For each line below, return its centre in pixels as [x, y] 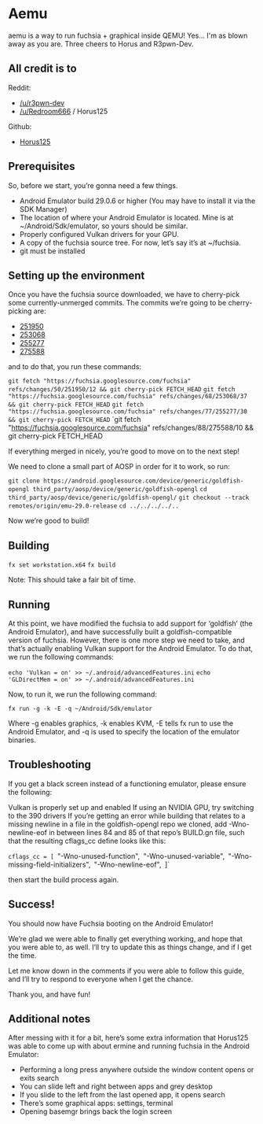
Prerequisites [42, 166]
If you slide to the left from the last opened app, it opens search [122, 1095]
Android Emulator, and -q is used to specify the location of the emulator [124, 732]
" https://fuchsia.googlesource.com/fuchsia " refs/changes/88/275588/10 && [131, 428]
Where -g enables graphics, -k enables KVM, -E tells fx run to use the [121, 723]
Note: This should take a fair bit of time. [72, 580]
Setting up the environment [77, 275]
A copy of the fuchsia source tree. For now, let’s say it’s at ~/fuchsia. [130, 242]
